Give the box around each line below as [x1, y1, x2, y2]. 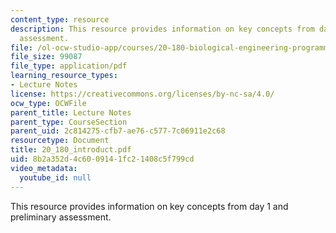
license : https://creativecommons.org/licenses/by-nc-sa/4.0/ [10, 89, 275, 99]
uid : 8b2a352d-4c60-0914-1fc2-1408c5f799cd [10, 154, 195, 164]
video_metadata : [10, 163, 78, 173]
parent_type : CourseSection [10, 117, 128, 127]
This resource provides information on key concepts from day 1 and [10, 200, 289, 212]
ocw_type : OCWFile [10, 98, 87, 108]
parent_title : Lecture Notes [10, 107, 132, 118]
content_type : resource [10, 14, 110, 25]
